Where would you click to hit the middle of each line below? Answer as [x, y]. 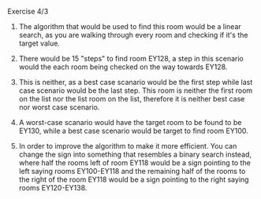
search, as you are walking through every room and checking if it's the [133, 35]
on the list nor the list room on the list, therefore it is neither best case [132, 99]
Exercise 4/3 [28, 11]
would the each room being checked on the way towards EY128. [123, 67]
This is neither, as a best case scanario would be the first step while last [136, 82]
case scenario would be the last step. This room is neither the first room [136, 90]
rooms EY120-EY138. [53, 188]
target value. [39, 43]
